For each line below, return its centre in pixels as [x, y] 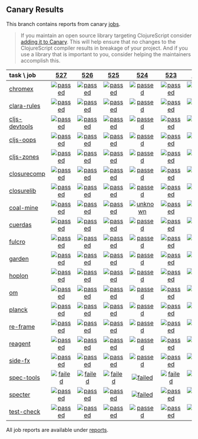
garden [19, 258]
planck [19, 310]
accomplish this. [40, 60]
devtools [21, 126]
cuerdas [20, 225]
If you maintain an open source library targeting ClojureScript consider [106, 35]
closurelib [23, 190]
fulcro [17, 242]
